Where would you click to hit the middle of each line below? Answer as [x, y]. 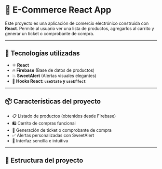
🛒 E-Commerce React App [58, 10]
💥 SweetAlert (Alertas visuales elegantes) [54, 76]
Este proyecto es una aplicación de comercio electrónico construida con [77, 23]
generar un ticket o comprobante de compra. [50, 33]
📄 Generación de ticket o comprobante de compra [62, 130]
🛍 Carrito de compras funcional [44, 123]
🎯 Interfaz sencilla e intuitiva [40, 140]
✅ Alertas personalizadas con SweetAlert [53, 135]
